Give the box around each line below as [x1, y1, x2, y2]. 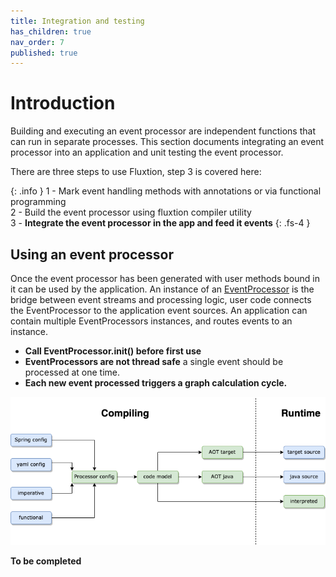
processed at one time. [24, 366, 120, 378]
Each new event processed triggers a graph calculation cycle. [24, 377, 288, 389]
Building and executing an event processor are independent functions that [10, 125, 316, 137]
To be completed [10, 555, 82, 567]
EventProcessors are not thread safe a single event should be [24, 356, 284, 367]
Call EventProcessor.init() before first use [24, 345, 202, 357]
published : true [10, 48, 78, 58]
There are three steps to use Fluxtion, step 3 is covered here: [10, 166, 262, 178]
